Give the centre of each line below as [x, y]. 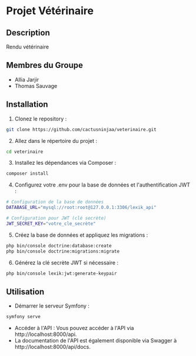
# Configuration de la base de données [55, 202]
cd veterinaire [25, 152]
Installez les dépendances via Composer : [65, 163]
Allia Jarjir [27, 79]
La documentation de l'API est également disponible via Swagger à [96, 341]
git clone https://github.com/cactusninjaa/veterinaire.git [82, 129]
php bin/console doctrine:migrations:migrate [63, 251]
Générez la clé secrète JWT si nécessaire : [67, 262]
